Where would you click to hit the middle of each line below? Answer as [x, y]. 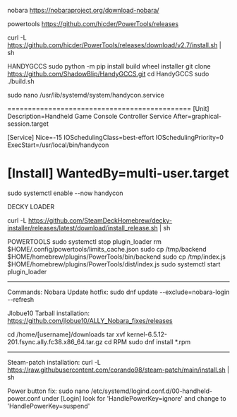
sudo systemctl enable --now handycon [65, 193]
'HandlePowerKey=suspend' [49, 406]
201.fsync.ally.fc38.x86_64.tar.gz [55, 341]
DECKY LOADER [31, 206]
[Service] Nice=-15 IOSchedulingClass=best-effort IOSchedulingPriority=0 [116, 137]
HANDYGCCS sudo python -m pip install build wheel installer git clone [109, 66]
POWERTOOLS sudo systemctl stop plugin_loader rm [85, 241]
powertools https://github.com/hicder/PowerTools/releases [93, 24]
